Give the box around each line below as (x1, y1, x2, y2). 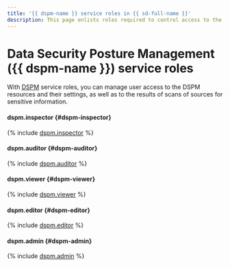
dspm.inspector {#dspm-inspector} (7, 114, 112, 122)
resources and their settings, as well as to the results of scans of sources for (7, 90, 223, 99)
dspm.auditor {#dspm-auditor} (7, 144, 98, 153)
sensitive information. (7, 97, 68, 106)
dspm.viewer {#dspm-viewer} (7, 175, 96, 183)
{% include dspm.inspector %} (7, 128, 94, 137)
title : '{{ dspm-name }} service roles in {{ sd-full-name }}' (7, 10, 192, 17)
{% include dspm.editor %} (7, 221, 84, 229)
